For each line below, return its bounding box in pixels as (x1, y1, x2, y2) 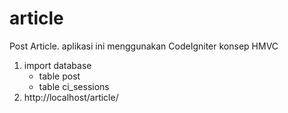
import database (23, 59, 92, 71)
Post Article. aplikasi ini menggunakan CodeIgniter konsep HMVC (9, 40, 279, 52)
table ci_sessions (38, 80, 110, 92)
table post (38, 70, 81, 82)
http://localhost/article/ (23, 91, 119, 103)
